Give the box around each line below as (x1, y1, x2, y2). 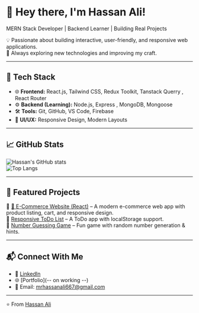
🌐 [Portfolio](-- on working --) (14, 277, 89, 284)
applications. (6, 43, 37, 50)
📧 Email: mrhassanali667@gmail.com (14, 283, 105, 290)
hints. (6, 228, 20, 235)
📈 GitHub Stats (6, 139, 64, 150)
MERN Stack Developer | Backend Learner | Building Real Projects (6, 25, 167, 32)
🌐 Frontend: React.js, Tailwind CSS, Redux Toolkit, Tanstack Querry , (14, 88, 184, 95)
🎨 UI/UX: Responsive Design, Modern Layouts (14, 116, 127, 123)
